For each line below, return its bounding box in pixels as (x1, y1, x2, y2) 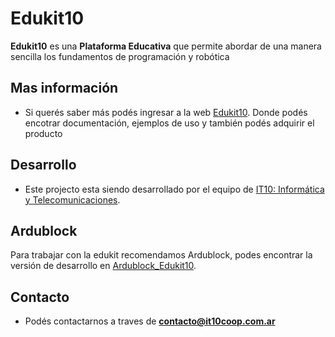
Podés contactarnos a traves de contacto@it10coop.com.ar (24, 315, 276, 327)
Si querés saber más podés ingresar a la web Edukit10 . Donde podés (24, 106, 308, 118)
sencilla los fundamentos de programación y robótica (10, 50, 230, 62)
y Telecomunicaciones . (24, 193, 121, 206)
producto (24, 127, 63, 139)
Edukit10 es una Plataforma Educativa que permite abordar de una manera (10, 40, 322, 52)
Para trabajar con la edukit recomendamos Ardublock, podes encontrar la (10, 249, 313, 261)
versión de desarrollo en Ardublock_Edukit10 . (10, 260, 197, 272)
